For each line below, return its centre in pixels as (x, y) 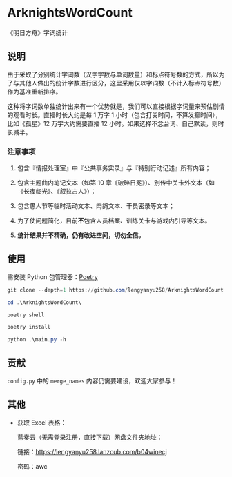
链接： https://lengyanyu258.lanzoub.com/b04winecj (92, 451)
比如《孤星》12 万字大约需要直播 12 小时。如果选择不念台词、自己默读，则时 (116, 123)
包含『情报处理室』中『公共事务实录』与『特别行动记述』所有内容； (114, 168)
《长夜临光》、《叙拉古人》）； (57, 192)
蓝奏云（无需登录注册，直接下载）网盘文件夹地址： (90, 437)
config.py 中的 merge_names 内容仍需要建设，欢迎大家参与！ (92, 381)
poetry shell (26, 315)
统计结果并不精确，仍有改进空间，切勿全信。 (81, 235)
